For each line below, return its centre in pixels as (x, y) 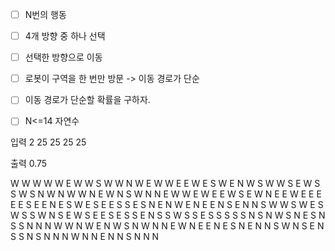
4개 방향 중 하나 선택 (65, 36)
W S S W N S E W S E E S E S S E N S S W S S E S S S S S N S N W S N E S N (168, 215)
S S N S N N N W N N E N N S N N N (85, 237)
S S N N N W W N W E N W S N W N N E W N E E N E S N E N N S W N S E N (167, 226)
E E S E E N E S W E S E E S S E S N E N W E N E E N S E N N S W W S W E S (167, 205)
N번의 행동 (45, 14)
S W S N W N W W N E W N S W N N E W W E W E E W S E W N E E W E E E (166, 194)
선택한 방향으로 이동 (63, 57)
